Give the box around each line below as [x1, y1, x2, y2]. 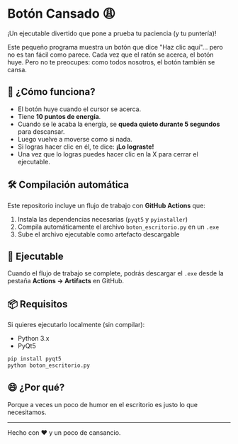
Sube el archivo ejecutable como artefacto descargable [17, 229, 180, 239]
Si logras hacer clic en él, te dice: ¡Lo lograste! [17, 142, 154, 151]
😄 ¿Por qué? [7, 382, 65, 394]
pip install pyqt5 [7, 355, 62, 363]
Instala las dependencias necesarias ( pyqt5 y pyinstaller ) [17, 215, 188, 223]
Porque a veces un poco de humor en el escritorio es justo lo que [7, 400, 198, 409]
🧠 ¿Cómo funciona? [7, 86, 96, 98]
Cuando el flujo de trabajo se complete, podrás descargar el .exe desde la [7, 269, 225, 278]
